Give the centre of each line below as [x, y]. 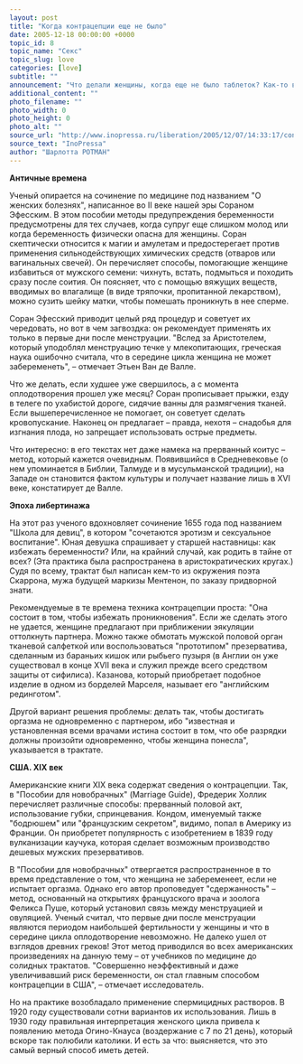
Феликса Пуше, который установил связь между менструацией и [136, 908]
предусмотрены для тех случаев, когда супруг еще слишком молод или [149, 224]
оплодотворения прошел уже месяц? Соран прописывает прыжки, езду [149, 393]
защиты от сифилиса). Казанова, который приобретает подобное [135, 675]
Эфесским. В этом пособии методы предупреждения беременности [142, 214]
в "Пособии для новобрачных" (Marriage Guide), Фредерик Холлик [138, 794]
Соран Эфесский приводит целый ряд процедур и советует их [130, 318]
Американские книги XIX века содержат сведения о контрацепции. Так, [149, 784]
